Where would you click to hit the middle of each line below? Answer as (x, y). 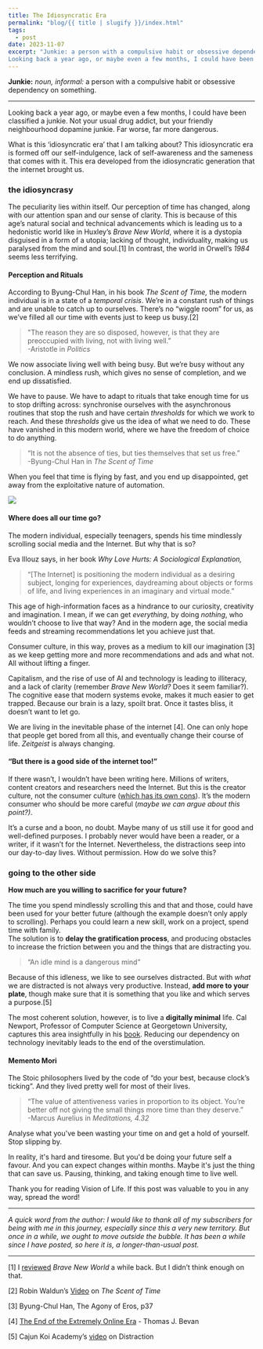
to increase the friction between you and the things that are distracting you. (130, 947)
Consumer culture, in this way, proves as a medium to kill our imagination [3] (131, 646)
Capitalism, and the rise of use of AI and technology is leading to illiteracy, (128, 678)
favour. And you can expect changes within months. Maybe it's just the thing (131, 1165)
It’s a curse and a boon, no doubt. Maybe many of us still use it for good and (131, 827)
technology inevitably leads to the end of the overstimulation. (107, 1043)
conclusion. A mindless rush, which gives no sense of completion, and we (127, 373)
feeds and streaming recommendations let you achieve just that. (112, 631)
